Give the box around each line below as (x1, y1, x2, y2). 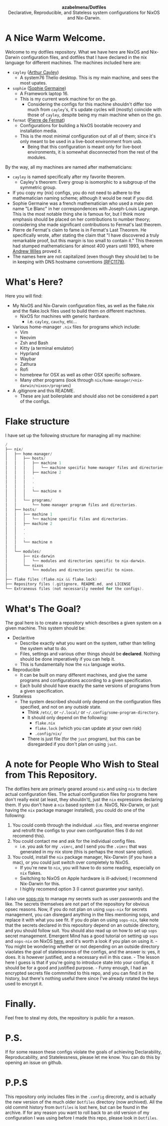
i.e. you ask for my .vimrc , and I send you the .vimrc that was (19, 843, 147, 849)
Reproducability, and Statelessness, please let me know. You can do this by (5, 1054, 160, 1060)
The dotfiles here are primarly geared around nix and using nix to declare (5, 786, 157, 792)
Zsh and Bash (19, 340, 48, 346)
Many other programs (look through (19, 377, 94, 383)
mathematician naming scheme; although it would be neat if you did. (12, 195, 153, 201)
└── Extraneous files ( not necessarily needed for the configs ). (5, 586, 144, 591)
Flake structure (5, 416, 70, 427)
